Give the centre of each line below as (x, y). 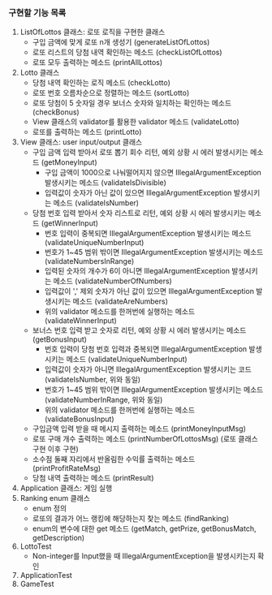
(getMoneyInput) (69, 162)
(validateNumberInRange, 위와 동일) (104, 400)
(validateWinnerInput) (81, 321)
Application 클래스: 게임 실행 (66, 488)
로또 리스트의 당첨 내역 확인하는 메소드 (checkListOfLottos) (127, 52)
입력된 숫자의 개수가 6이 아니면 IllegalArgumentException (137, 271)
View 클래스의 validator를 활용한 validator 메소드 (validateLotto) (136, 122)
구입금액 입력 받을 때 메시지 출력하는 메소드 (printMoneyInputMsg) (139, 429)
